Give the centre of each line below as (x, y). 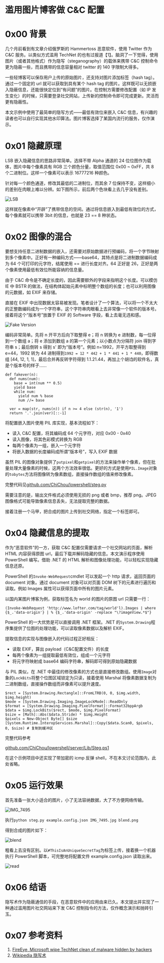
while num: (25, 392)
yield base (25, 387)
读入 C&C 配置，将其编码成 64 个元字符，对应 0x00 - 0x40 (71, 433)
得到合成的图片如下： (26, 830)
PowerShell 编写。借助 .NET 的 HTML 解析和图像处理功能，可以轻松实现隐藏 (82, 560)
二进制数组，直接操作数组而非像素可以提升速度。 (54, 684)
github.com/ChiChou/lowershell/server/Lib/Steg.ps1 (57, 748)
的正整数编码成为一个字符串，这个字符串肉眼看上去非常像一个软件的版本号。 (82, 309)
